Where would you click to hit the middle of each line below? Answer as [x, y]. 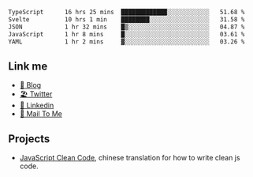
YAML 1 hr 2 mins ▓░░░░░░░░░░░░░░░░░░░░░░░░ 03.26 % [126, 41]
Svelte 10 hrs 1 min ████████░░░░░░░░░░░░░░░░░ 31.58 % [126, 19]
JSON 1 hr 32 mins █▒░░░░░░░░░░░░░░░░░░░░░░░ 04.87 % [126, 27]
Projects [29, 139]
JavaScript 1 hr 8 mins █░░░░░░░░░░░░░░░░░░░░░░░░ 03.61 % [126, 34]
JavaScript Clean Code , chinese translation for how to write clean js [130, 158]
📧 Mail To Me [41, 114]
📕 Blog [30, 85]
